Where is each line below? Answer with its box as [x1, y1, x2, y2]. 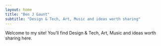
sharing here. [5, 35, 32, 41]
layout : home [5, 7, 32, 12]
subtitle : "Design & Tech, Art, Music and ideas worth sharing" [5, 16, 141, 21]
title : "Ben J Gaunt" [5, 12, 50, 17]
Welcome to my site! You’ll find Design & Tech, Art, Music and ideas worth [5, 30, 156, 36]
